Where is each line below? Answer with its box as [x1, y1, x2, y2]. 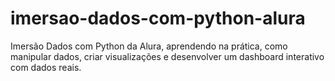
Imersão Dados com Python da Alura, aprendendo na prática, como [10, 40, 288, 52]
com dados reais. [10, 61, 82, 73]
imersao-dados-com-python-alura [10, 7, 306, 30]
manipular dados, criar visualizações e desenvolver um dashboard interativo [10, 50, 325, 62]
